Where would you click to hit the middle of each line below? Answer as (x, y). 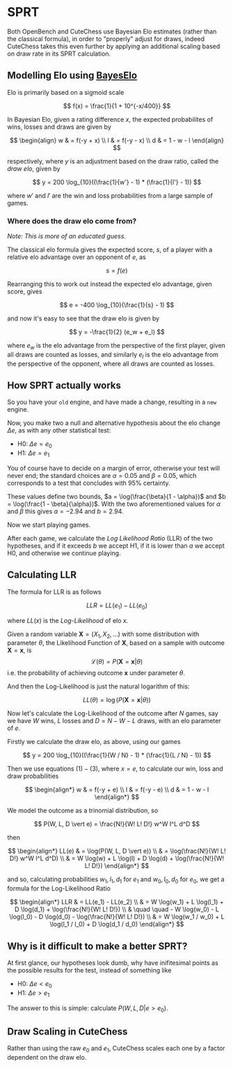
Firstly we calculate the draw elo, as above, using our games (94, 742)
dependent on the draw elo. (47, 1058)
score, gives (25, 292)
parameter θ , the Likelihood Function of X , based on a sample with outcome (116, 643)
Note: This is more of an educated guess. (67, 236)
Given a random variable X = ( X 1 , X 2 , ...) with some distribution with (103, 635)
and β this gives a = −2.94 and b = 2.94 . (65, 511)
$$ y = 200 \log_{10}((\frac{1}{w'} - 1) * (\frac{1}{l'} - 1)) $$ (117, 182)
